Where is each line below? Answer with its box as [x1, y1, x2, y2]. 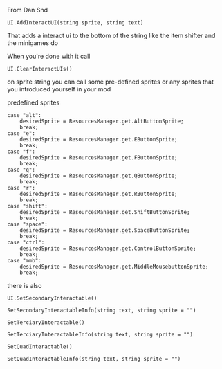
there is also [7, 282, 42, 289]
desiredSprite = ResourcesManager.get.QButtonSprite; [19, 172, 178, 179]
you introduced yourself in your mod [7, 85, 111, 93]
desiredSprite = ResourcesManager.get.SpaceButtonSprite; [19, 227, 190, 234]
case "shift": [7, 203, 48, 210]
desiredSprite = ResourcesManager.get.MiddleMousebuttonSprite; [19, 263, 209, 270]
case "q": [7, 166, 36, 173]
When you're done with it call [7, 52, 91, 60]
